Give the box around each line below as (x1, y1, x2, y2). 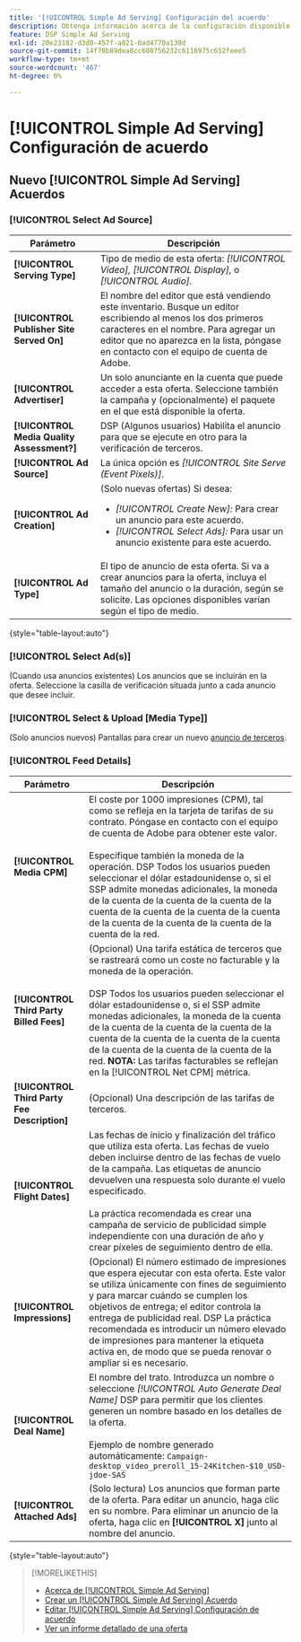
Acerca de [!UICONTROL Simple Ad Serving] (44, 1585, 211, 1595)
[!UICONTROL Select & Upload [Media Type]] (9, 711, 208, 724)
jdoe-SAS (89, 1470, 126, 1480)
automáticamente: (89, 1449, 166, 1462)
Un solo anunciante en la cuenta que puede (99, 371, 284, 383)
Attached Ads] (13, 1510, 78, 1523)
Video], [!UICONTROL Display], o (99, 263, 240, 276)
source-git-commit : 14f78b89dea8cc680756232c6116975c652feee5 (9, 47, 246, 56)
